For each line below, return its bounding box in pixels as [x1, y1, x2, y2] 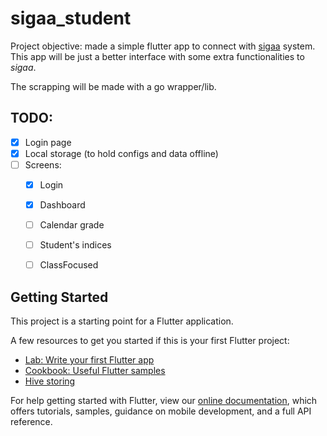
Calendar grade [39, 219, 105, 231]
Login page [24, 136, 72, 148]
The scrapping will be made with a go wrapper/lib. [10, 80, 217, 92]
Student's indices [39, 239, 112, 251]
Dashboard [39, 199, 86, 211]
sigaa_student [10, 7, 132, 30]
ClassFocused [39, 259, 99, 271]
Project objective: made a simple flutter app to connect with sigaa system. [10, 40, 316, 52]
